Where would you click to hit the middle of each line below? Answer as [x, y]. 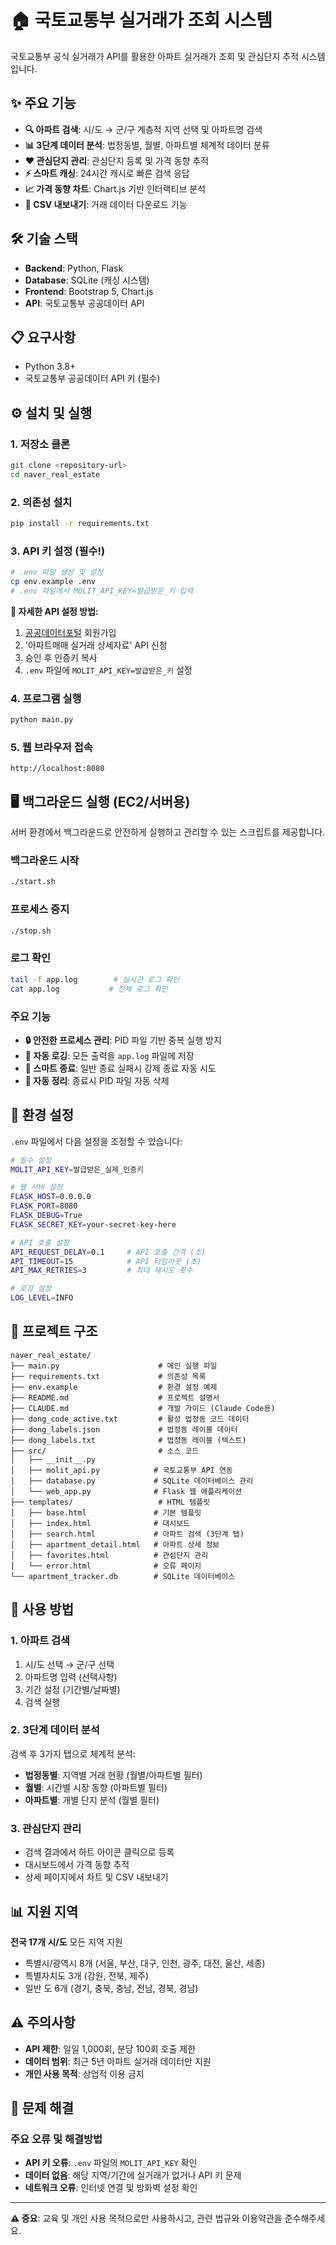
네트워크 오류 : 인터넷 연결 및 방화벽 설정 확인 [111, 2188]
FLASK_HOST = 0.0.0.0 [51, 1197]
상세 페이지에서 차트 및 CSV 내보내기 [96, 1877]
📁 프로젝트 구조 [54, 1331]
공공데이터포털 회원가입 [70, 632]
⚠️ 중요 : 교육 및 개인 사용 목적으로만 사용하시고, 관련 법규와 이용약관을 [146, 2218]
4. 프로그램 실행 [46, 698]
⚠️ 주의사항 [43, 2022]
